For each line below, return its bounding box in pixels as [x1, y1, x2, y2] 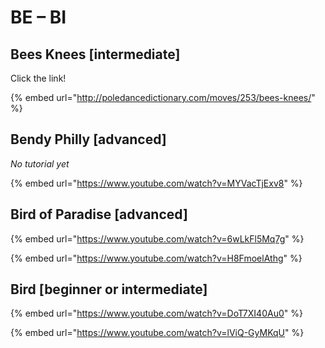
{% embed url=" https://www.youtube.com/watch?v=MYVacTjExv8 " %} [10, 177, 303, 189]
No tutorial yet [10, 157, 70, 170]
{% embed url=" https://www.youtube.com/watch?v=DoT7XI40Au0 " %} [10, 307, 303, 320]
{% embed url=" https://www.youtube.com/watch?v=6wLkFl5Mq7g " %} [10, 232, 305, 245]
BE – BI [10, 6, 67, 29]
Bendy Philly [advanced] [10, 131, 167, 148]
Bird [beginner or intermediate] [10, 281, 208, 298]
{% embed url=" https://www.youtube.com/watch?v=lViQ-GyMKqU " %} [10, 327, 305, 339]
